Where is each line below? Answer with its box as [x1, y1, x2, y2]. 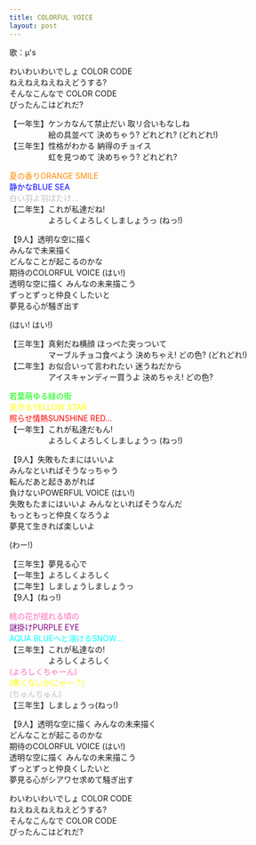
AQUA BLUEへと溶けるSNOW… [9, 632, 123, 643]
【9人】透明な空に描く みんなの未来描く [9, 718, 157, 729]
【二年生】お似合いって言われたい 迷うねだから [9, 360, 182, 371]
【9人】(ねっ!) [9, 591, 61, 602]
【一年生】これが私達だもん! [9, 423, 114, 434]
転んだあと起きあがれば [9, 476, 95, 487]
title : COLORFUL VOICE [9, 12, 93, 22]
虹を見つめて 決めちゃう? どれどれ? [47, 151, 178, 162]
